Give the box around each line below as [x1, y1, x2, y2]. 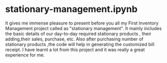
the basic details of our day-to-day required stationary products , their [5, 30, 152, 36]
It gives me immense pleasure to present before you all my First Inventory [5, 20, 159, 26]
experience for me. [5, 51, 45, 58]
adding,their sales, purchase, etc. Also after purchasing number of [5, 36, 144, 42]
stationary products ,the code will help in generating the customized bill [5, 41, 155, 47]
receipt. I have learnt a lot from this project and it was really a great [5, 46, 145, 52]
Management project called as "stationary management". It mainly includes [5, 25, 162, 31]
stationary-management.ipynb [5, 3, 138, 15]
